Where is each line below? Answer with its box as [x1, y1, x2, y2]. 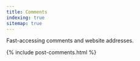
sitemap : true [6, 20, 43, 26]
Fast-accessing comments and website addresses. [6, 37, 134, 45]
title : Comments [6, 9, 47, 15]
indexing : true [6, 15, 45, 21]
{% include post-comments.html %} [6, 49, 97, 56]
